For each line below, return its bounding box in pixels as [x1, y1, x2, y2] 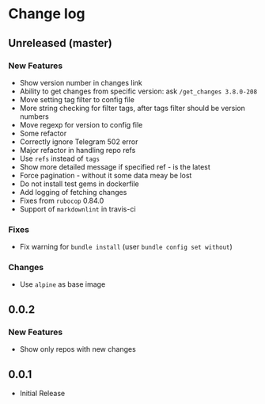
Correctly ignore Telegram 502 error [19, 136, 138, 147]
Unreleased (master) [8, 36, 112, 50]
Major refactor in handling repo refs [19, 145, 136, 154]
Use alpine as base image [19, 280, 106, 289]
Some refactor [19, 128, 67, 138]
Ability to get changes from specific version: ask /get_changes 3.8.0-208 [19, 86, 258, 96]
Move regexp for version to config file [19, 120, 143, 129]
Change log [8, 5, 85, 23]
